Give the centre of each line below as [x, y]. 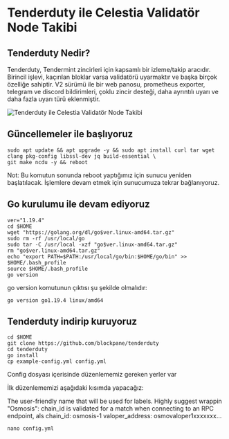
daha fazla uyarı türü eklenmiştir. [54, 99]
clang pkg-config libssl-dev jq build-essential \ [82, 156]
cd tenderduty [28, 350]
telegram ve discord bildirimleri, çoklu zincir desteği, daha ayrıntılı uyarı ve [113, 92]
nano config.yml [30, 429]
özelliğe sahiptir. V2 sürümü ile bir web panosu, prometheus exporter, [106, 84]
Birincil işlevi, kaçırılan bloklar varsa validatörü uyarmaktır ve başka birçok [112, 77]
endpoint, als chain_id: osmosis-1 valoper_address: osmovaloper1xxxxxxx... [114, 416]
